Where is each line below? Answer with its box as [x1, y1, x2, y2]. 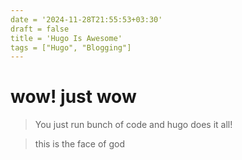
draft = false [10, 24, 70, 34]
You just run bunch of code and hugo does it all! [34, 119, 233, 131]
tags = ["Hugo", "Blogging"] [10, 42, 132, 53]
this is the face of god [34, 138, 126, 150]
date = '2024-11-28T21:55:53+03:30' [10, 14, 163, 25]
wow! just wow [10, 86, 137, 108]
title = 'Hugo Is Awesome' [10, 33, 123, 43]
